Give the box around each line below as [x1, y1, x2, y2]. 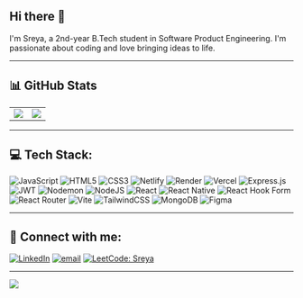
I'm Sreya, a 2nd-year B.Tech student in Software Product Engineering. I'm [9, 32, 287, 43]
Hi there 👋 [9, 9, 66, 24]
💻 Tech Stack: [9, 148, 93, 163]
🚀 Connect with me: [9, 229, 122, 244]
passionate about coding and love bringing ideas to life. [9, 42, 216, 53]
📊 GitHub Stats [9, 78, 97, 94]
